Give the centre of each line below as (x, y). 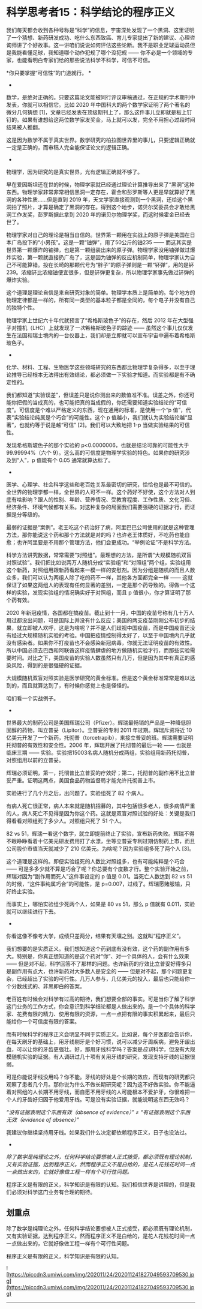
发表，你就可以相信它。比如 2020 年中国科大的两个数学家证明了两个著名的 (98, 104)
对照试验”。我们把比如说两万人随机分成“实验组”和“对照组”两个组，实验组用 (99, 562)
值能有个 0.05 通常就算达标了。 (75, 460)
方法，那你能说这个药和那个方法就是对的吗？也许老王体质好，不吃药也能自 (98, 535)
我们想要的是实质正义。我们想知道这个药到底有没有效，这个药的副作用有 (95, 948)
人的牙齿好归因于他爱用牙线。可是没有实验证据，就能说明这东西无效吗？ (100, 1099)
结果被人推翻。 (25, 127)
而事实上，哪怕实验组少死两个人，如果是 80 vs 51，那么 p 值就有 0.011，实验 (101, 904)
